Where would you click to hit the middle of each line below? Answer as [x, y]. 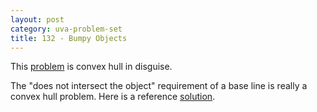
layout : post [37, 19]
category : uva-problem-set [66, 29]
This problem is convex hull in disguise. [91, 67]
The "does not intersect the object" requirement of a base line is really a [159, 86]
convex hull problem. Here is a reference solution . [113, 97]
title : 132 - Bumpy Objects [69, 38]
